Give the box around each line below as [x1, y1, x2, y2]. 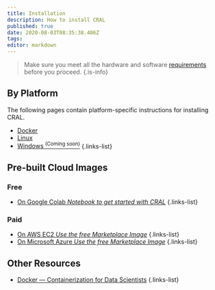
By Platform [7, 88, 58, 99]
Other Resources [7, 257, 81, 269]
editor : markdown [7, 42, 57, 49]
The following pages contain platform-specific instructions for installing [7, 105, 209, 114]
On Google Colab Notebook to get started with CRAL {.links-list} [16, 198, 199, 206]
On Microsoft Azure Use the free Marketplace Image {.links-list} [16, 237, 198, 246]
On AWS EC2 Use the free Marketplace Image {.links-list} [16, 230, 180, 239]
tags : [7, 36, 23, 42]
